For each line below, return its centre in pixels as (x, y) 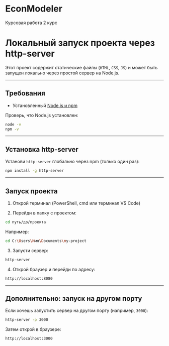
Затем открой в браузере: (33, 329)
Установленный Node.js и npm (45, 105)
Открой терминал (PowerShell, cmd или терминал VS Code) (76, 203)
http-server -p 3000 (27, 320)
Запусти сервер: (30, 250)
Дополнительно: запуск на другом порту (74, 299)
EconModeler (34, 9)
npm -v (12, 129)
